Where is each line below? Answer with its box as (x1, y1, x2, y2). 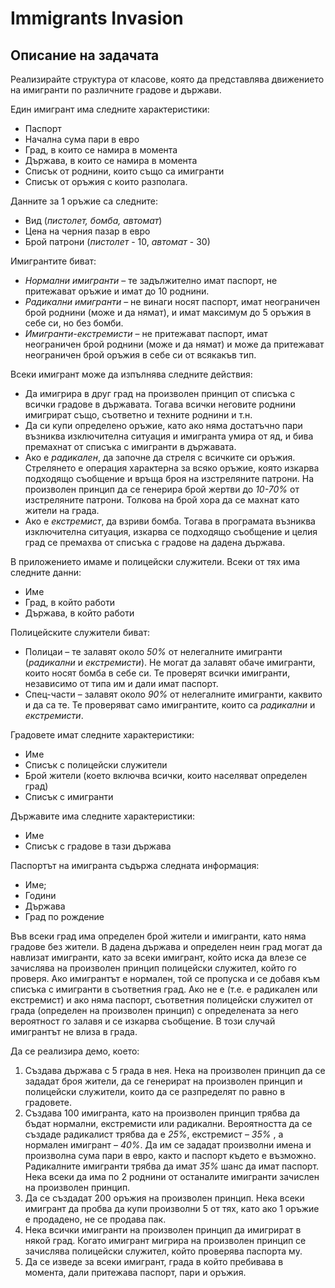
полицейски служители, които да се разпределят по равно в (24, 1086, 286, 1097)
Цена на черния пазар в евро (24, 225, 151, 237)
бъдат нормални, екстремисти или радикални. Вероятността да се (24, 1118, 313, 1129)
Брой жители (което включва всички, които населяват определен (24, 770, 308, 781)
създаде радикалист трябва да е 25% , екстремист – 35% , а (24, 1128, 284, 1140)
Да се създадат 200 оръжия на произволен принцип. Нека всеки (24, 1192, 305, 1204)
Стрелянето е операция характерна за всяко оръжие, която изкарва (24, 462, 320, 474)
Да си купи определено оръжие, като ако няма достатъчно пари (24, 420, 303, 431)
